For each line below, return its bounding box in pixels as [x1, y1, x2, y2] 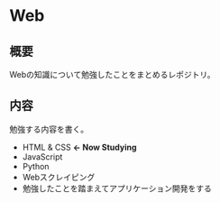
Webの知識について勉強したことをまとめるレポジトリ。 [9, 69, 215, 79]
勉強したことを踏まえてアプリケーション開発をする [22, 182, 212, 194]
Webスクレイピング [22, 171, 96, 182]
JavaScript [22, 151, 63, 162]
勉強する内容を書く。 [9, 124, 88, 134]
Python [22, 161, 50, 171]
